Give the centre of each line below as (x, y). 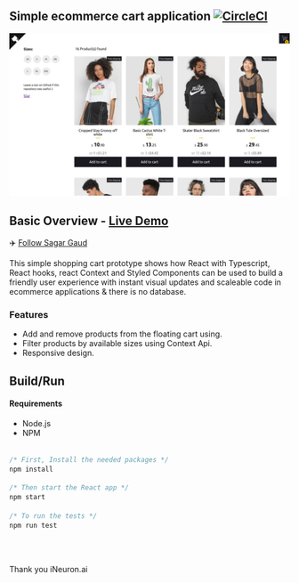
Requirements (36, 404)
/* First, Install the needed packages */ (89, 459)
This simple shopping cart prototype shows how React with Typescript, (140, 263)
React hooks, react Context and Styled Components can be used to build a (146, 272)
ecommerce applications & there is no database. (98, 291)
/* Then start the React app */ (69, 488)
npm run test (33, 525)
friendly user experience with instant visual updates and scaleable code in (145, 282)
